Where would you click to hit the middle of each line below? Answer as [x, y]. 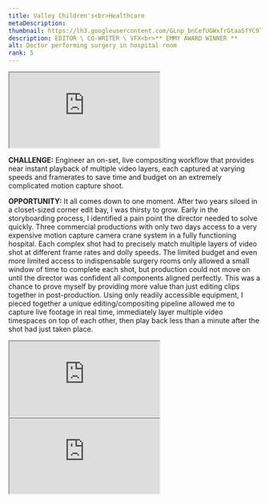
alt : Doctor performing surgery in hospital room [93, 46]
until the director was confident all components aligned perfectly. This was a [134, 278]
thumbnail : [26, 30]
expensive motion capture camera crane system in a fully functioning [122, 235]
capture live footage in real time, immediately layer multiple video [116, 312]
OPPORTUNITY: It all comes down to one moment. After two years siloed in [133, 201]
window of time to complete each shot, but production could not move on [129, 269]
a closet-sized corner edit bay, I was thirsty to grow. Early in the [113, 210]
